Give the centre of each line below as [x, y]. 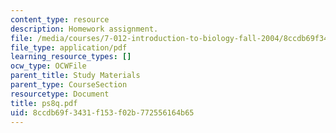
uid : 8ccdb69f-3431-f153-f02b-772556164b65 [102, 112]
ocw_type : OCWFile [48, 66]
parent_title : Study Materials [75, 76]
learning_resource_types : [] [71, 57]
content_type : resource [60, 19]
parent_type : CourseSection [69, 85]
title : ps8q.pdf [44, 103]
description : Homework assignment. [84, 29]
